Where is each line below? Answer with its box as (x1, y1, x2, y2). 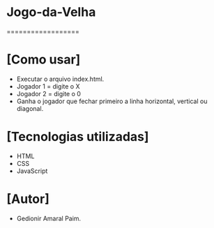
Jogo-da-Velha (6, 4, 96, 20)
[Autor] (6, 191, 49, 206)
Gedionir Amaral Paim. (16, 214, 82, 222)
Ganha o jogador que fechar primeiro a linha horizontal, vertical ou (16, 97, 208, 105)
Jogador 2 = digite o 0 (16, 89, 82, 98)
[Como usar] (6, 52, 81, 68)
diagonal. (16, 104, 44, 112)
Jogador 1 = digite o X (16, 82, 81, 91)
